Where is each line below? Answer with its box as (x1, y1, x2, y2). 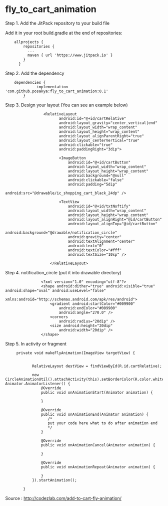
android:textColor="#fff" (67, 247, 122, 253)
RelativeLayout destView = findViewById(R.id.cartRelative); (31, 364, 162, 369)
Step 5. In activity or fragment (5, 341, 66, 347)
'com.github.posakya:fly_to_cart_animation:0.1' (5, 89, 108, 94)
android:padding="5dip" (67, 182, 117, 187)
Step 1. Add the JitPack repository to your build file (5, 20, 110, 26)
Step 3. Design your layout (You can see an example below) (5, 102, 128, 108)
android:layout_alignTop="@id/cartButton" (67, 221, 157, 226)
